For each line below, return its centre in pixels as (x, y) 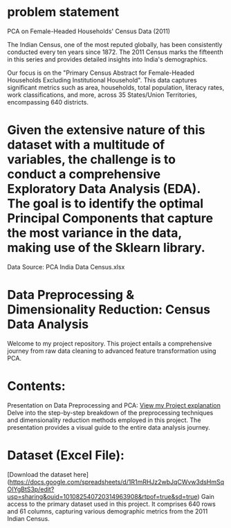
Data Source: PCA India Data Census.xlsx (66, 266)
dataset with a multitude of (86, 145)
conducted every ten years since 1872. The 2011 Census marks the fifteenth (115, 52)
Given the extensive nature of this (106, 130)
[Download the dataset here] (48, 474)
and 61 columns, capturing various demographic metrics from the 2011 (108, 511)
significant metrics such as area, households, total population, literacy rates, (116, 87)
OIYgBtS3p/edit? (31, 489)
